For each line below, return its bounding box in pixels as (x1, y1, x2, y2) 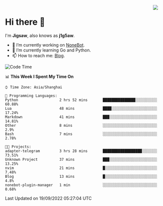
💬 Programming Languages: (5, 93, 57, 98)
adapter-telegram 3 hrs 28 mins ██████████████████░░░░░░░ (5, 148, 158, 154)
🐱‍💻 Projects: (5, 144, 32, 149)
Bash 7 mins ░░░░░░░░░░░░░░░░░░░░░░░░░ (5, 131, 158, 137)
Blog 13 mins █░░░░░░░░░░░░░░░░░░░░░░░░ (5, 174, 158, 179)
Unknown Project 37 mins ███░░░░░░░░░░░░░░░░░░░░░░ (5, 157, 158, 162)
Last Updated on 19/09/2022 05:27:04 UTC (5, 195, 92, 201)
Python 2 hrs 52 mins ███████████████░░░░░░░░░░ (5, 97, 158, 103)
